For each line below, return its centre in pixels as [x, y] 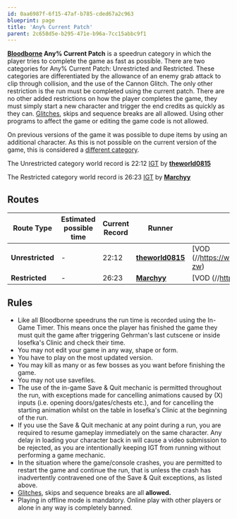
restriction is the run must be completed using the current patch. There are [116, 91]
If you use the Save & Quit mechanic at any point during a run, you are [119, 425]
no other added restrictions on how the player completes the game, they [112, 99]
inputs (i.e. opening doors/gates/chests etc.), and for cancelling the [115, 402]
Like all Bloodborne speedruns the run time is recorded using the [112, 320]
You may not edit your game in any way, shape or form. [98, 350]
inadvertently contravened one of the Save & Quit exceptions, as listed [120, 477]
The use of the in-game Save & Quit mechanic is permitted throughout [120, 387]
